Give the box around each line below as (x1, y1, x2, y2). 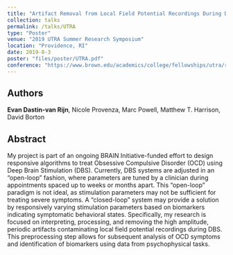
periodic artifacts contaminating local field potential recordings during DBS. (7, 225, 223, 234)
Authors (7, 87, 44, 99)
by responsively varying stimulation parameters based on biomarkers (7, 203, 205, 211)
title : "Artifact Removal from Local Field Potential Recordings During (7, 10, 222, 17)
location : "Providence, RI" (7, 42, 89, 49)
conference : (7, 62, 42, 69)
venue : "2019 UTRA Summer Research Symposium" (7, 36, 144, 43)
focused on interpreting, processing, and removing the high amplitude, (7, 218, 209, 226)
